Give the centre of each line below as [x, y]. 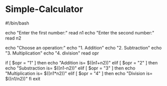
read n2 [13, 38]
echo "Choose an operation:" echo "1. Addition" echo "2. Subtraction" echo [83, 47]
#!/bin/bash [17, 23]
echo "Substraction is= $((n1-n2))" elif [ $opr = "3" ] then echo [70, 68]
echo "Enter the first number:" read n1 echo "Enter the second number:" [80, 32]
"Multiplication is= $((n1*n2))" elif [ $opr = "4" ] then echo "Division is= [79, 73]
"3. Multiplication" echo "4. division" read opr [52, 53]
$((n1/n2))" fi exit [23, 78]
